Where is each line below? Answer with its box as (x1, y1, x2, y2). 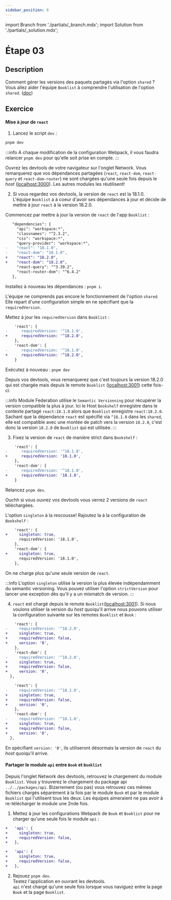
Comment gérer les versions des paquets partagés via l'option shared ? (5, 79, 155, 85)
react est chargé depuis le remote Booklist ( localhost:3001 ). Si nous (12, 601, 156, 607)
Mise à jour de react (5, 119, 48, 125)
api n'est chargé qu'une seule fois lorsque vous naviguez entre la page (12, 884, 162, 890)
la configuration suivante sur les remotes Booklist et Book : (12, 611, 137, 617)
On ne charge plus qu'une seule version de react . (5, 570, 110, 576)
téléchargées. (5, 502, 34, 508)
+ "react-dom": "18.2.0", (5, 260, 67, 265)
